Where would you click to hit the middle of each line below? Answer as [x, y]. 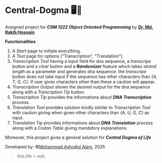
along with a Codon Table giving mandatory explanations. [70, 128]
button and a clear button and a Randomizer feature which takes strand [84, 66]
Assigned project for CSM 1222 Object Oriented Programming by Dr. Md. [79, 27]
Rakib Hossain [20, 32]
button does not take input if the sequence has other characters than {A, [85, 76]
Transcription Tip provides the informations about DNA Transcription [82, 97]
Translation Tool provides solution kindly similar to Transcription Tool [81, 107]
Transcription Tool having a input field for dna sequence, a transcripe [82, 61]
